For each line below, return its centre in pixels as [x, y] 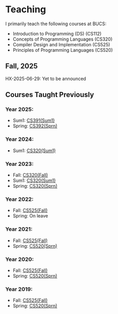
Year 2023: [19, 164]
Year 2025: [19, 109]
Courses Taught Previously [50, 95]
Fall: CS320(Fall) [30, 175]
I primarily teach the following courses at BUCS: [56, 24]
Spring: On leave [30, 216]
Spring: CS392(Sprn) [35, 126]
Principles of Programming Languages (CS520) [63, 50]
